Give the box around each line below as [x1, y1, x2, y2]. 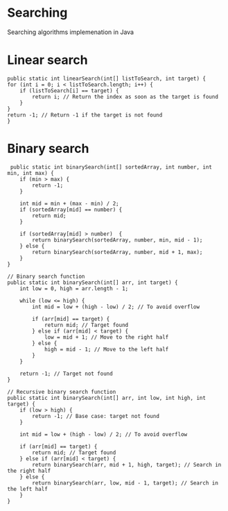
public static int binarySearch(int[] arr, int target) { [7, 279, 178, 286]
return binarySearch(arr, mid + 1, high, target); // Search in [32, 461, 222, 468]
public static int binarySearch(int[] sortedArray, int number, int [10, 163, 213, 171]
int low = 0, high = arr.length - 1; [19, 285, 129, 292]
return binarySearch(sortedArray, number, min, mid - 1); [32, 236, 203, 244]
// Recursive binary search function [7, 388, 116, 395]
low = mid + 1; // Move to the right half [44, 333, 169, 341]
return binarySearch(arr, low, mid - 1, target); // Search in [32, 479, 218, 487]
